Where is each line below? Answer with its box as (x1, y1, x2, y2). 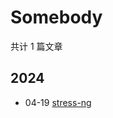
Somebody (10, 6, 103, 29)
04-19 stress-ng (24, 96, 92, 108)
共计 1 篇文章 (10, 40, 63, 52)
